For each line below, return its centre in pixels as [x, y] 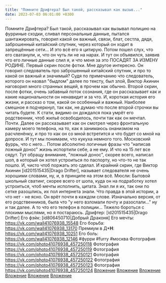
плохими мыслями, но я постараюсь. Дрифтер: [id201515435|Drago [76, 212]
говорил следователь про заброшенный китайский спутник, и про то [78, 70]
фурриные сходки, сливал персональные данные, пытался [67, 34]
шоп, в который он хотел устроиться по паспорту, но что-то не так [76, 160]
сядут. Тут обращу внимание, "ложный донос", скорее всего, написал [79, 154]
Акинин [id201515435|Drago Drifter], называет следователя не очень [77, 170]
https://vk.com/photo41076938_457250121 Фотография [62, 254]
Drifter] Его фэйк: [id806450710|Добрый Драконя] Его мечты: [70, 218]
